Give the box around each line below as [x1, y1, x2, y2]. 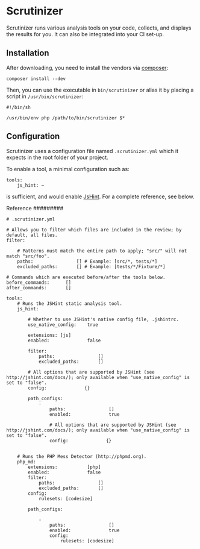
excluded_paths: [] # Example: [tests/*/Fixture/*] [17, 263, 166, 269]
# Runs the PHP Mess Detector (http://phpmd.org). [17, 453, 147, 459]
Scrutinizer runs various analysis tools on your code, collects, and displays [6, 24, 192, 31]
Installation [6, 48, 49, 58]
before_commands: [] [6, 279, 71, 286]
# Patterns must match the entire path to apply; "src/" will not [17, 248, 187, 254]
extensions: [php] [28, 464, 101, 470]
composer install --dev [6, 75, 66, 82]
